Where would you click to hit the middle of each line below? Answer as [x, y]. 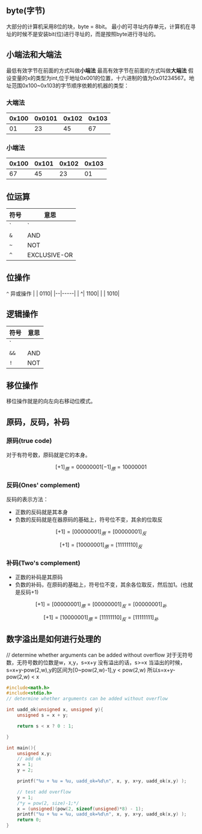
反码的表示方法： [27, 499]
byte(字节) [26, 11]
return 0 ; [29, 820]
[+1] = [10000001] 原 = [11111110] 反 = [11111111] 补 [101, 618]
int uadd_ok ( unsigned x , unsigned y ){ [55, 710]
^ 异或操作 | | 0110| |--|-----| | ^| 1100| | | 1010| [63, 293]
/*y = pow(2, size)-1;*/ [48, 803]
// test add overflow [44, 792]
